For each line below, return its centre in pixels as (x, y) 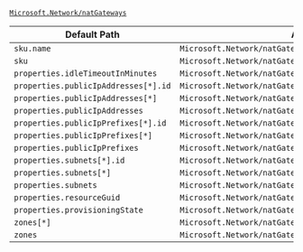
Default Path (92, 34)
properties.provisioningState (79, 210)
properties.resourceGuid (67, 197)
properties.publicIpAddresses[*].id (92, 86)
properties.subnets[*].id (69, 160)
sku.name (32, 48)
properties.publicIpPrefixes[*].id (90, 123)
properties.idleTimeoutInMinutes (86, 74)
